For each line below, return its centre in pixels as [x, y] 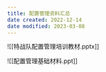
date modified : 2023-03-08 [46, 26]
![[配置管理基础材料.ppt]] [43, 61]
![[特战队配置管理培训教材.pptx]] [53, 47]
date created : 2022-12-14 [44, 20]
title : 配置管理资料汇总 [39, 13]
